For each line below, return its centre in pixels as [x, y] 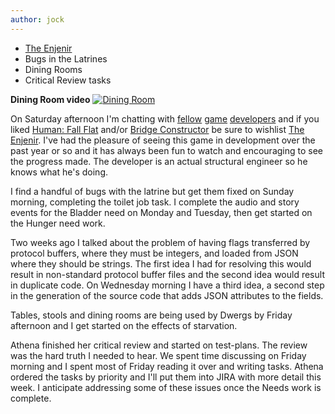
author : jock [37, 19]
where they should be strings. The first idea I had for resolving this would [161, 263]
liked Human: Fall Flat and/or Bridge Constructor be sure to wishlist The [157, 129]
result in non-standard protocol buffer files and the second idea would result [167, 274]
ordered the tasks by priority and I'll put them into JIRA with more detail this [166, 377]
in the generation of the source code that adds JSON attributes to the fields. [167, 295]
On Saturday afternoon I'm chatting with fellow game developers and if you [165, 118]
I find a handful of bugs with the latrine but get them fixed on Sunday [152, 191]
